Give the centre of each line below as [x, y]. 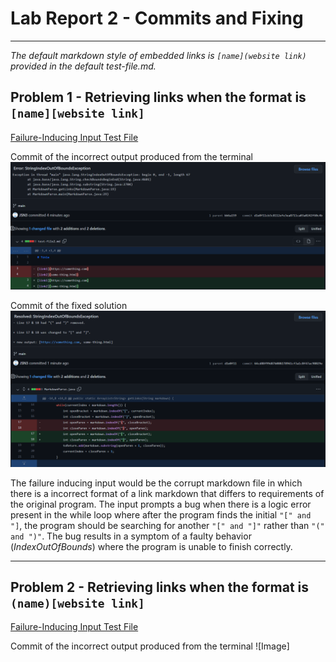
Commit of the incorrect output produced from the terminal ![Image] [150, 646]
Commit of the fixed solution [69, 305]
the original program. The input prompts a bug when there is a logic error [161, 504]
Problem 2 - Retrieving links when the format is [160, 587]
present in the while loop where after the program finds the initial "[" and [161, 514]
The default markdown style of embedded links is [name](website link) [158, 55]
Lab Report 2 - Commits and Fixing [157, 18]
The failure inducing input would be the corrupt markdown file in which [156, 483]
